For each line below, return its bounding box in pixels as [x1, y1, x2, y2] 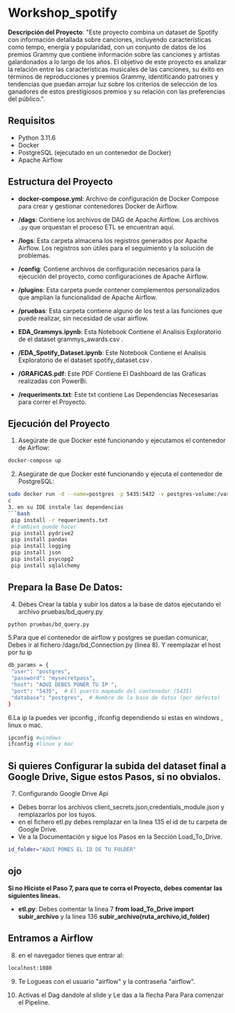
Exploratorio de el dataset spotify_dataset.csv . [17, 356, 153, 364]
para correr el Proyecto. [17, 398, 86, 406]
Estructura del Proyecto [8, 176, 114, 188]
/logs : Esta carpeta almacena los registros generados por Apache [17, 236, 208, 245]
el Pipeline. [17, 998, 50, 1006]
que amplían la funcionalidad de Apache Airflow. [17, 293, 158, 301]
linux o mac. [8, 721, 43, 729]
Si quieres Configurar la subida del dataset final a [8, 760, 227, 772]
